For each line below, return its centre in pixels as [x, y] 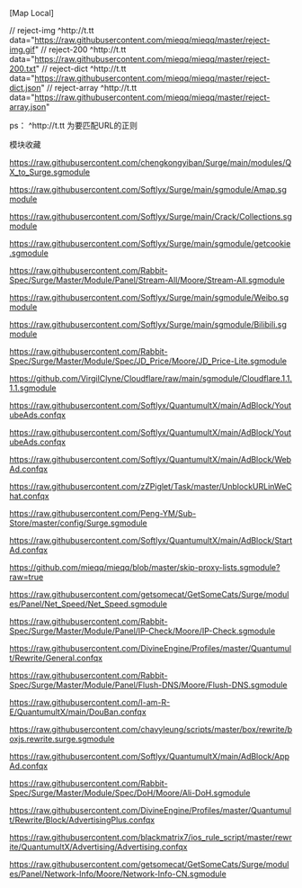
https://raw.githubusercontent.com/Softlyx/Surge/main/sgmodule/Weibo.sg [149, 297]
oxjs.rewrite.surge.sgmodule [62, 739]
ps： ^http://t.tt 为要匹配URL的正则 [73, 126]
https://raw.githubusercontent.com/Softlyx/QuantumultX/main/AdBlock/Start [151, 540]
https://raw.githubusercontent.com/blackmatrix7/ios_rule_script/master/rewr [151, 837]
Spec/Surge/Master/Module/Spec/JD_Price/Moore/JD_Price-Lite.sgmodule [148, 361]
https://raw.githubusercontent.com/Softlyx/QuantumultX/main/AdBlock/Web [151, 459]
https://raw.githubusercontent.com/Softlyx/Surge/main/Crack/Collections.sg [151, 216]
